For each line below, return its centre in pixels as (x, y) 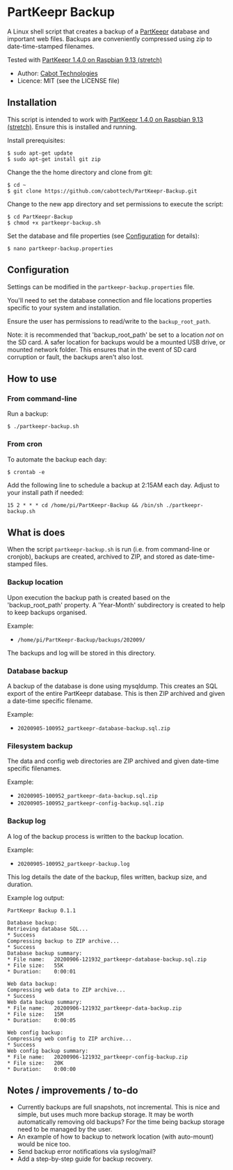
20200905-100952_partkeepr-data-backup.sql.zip (87, 796)
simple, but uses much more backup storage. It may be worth (105, 1115)
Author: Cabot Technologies (58, 73)
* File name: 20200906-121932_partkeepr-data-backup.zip (95, 1008)
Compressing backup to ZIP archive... (63, 941)
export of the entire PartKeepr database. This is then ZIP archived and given (116, 693)
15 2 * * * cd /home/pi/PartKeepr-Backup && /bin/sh (85, 505)
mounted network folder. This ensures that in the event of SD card (102, 349)
